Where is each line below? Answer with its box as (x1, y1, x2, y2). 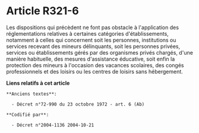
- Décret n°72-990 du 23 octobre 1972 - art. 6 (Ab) (11, 101, 145, 107)
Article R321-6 (6, 4, 79, 18)
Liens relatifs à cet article (6, 79, 70, 87)
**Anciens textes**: (6, 91, 58, 97)
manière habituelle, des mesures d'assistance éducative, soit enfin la (6, 55, 175, 62)
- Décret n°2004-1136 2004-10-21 (11, 122, 94, 128)
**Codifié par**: (6, 112, 49, 118)
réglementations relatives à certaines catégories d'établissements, (6, 30, 169, 37)
